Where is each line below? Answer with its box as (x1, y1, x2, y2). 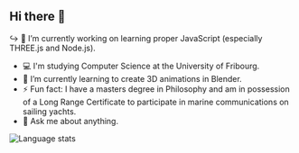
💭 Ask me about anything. (22, 115, 119, 126)
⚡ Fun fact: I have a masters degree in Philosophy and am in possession (22, 83, 291, 94)
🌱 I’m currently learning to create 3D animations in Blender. (22, 73, 242, 84)
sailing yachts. (22, 105, 77, 117)
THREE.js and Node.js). (9, 42, 97, 53)
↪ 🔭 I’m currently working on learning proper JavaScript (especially (9, 32, 263, 43)
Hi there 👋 (9, 9, 66, 24)
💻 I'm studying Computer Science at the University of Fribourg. (22, 60, 260, 71)
